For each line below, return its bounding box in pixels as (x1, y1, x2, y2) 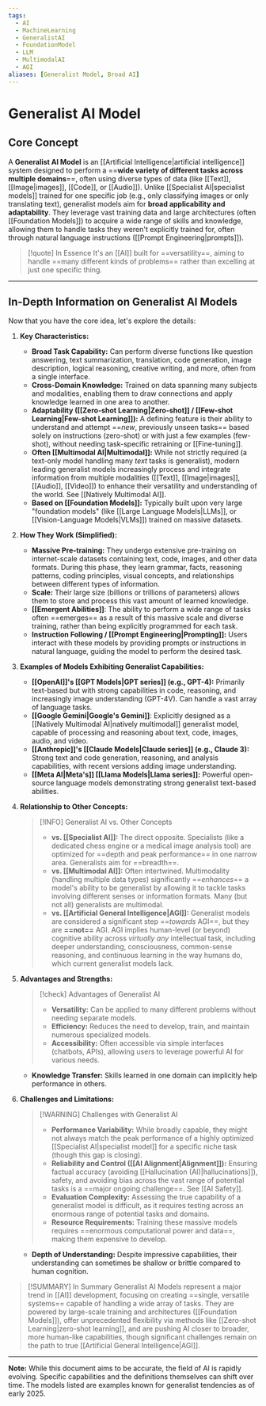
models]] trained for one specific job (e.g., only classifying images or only (8, 191, 249, 200)
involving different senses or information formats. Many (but (51, 891, 248, 901)
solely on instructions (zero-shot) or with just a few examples (31, 431, 232, 440)
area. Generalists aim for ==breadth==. (51, 858, 180, 868)
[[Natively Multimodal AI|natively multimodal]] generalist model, (31, 720, 239, 729)
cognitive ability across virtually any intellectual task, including (51, 933, 256, 943)
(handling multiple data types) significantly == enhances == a (51, 875, 249, 884)
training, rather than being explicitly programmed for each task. (31, 621, 238, 631)
